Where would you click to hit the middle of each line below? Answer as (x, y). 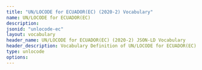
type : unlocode (25, 52)
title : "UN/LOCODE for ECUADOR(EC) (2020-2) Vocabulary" (80, 12)
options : (17, 57)
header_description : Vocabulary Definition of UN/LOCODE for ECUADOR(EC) (102, 46)
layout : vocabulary (31, 35)
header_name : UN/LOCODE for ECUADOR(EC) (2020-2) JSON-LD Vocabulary (96, 40)
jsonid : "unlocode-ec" (35, 29)
